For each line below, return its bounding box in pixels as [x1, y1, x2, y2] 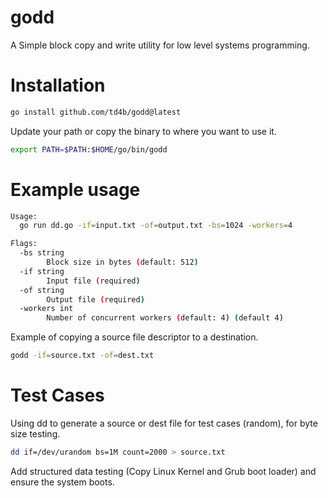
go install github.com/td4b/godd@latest [10, 107, 182, 117]
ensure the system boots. [10, 476, 115, 488]
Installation [10, 74, 106, 97]
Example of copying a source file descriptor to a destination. [10, 331, 259, 343]
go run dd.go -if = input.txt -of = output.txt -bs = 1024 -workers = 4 [19, 221, 293, 231]
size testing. [10, 428, 61, 440]
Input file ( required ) [46, 276, 141, 286]
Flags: [10, 239, 38, 249]
